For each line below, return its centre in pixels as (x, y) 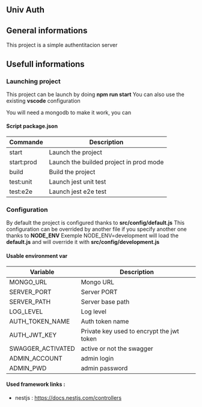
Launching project (34, 81)
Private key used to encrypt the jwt (130, 331)
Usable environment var (37, 255)
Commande (26, 143)
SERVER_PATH (30, 301)
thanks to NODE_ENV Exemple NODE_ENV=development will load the (93, 236)
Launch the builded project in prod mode (106, 162)
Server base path (105, 301)
